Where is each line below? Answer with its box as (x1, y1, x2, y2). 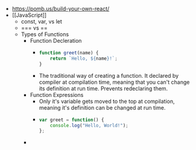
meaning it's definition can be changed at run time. (39, 104, 166, 111)
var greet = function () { (39, 117, 104, 123)
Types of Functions (21, 31, 69, 38)
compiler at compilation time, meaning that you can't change (39, 78, 190, 86)
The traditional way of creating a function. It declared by (39, 72, 179, 79)
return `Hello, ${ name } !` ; (49, 55, 118, 61)
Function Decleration (30, 37, 82, 44)
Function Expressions (30, 91, 84, 98)
